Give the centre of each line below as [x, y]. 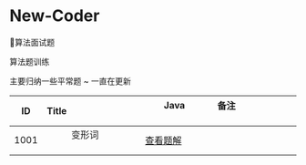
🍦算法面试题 [32, 42]
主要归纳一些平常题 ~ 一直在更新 [71, 81]
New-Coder [55, 16]
